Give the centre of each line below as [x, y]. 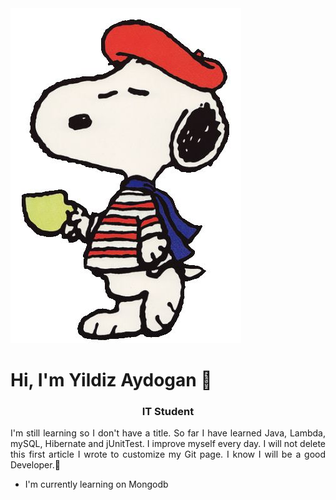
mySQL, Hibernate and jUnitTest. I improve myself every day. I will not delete [168, 444]
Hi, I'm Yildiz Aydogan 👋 [111, 380]
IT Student [168, 412]
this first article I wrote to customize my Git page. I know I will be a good [168, 454]
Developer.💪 [35, 465]
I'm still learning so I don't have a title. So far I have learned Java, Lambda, [168, 433]
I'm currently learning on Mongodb [96, 484]
